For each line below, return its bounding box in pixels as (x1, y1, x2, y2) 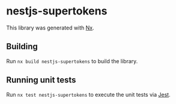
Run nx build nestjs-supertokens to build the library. (6, 57, 138, 64)
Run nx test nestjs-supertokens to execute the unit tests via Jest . (6, 91, 171, 98)
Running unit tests (6, 75, 76, 85)
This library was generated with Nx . (6, 24, 94, 31)
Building (6, 41, 38, 52)
